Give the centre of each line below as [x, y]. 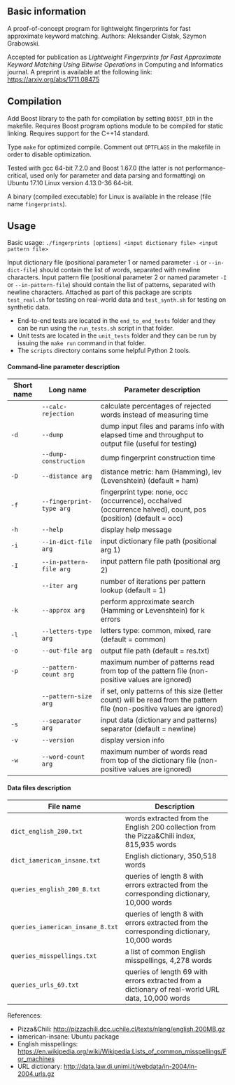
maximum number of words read [154, 752]
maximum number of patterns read [157, 662]
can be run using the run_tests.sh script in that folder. [95, 328]
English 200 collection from [170, 827]
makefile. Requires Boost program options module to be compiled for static [115, 126]
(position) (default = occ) [142, 518]
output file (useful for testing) [149, 444]
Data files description [39, 788]
